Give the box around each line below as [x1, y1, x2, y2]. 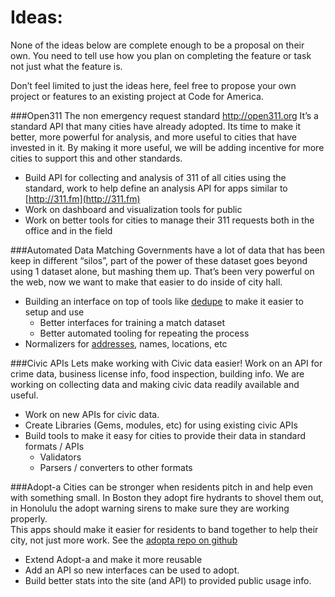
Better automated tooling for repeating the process [39, 327, 250, 339]
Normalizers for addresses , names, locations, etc [24, 337, 228, 350]
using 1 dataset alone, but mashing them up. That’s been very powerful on [10, 265, 315, 277]
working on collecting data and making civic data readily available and [10, 378, 300, 390]
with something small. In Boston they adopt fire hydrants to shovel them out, [10, 491, 324, 503]
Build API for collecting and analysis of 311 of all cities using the [24, 171, 287, 183]
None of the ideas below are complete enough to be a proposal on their [10, 39, 305, 51]
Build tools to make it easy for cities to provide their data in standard [24, 429, 307, 441]
